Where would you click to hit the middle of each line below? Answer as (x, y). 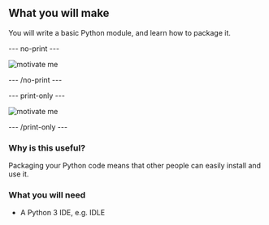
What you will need (47, 195)
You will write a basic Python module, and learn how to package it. (120, 32)
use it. (19, 174)
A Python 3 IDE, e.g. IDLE (63, 213)
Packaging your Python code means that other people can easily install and (135, 166)
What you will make (59, 13)
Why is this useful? (47, 147)
